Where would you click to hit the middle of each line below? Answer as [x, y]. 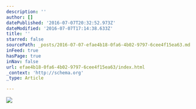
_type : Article [25, 78]
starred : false [25, 39]
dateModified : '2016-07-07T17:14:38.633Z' [60, 28]
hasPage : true [24, 56]
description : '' [26, 12]
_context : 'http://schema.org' [45, 73]
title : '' [18, 34]
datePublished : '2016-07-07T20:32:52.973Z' [61, 23]
